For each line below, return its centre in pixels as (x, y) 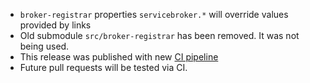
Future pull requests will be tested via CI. (103, 67)
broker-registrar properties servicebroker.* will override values (154, 14)
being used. (44, 46)
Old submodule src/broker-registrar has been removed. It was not (159, 35)
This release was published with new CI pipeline (119, 57)
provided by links (55, 25)
